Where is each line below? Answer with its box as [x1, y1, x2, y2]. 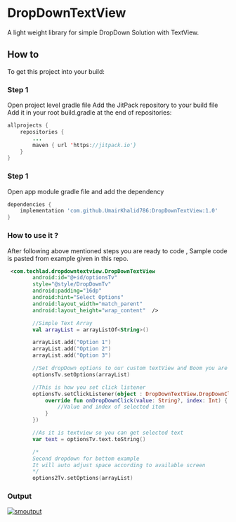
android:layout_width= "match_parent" [32, 300, 143, 307]
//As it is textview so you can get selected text [32, 429, 184, 437]
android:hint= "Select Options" [32, 294, 124, 301]
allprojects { [7, 122, 49, 129]
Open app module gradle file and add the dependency [7, 187, 164, 196]
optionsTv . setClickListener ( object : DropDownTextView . [32, 390, 199, 397]
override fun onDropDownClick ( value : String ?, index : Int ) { [44, 397, 228, 404]
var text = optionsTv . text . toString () [32, 435, 146, 443]
